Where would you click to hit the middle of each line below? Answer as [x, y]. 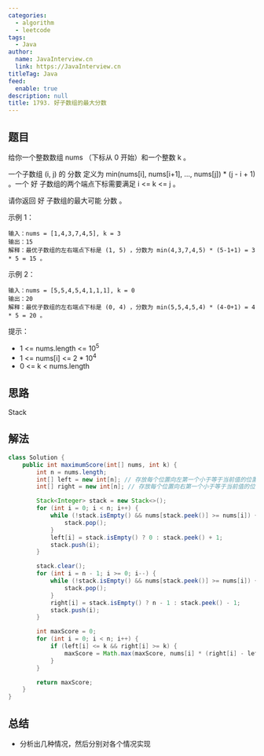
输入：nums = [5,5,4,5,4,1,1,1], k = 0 [71, 290]
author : [21, 52]
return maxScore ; [64, 682]
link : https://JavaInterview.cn [68, 67]
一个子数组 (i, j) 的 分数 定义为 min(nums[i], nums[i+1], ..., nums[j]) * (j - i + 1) [132, 174]
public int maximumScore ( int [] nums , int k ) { [100, 464]
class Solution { [37, 457]
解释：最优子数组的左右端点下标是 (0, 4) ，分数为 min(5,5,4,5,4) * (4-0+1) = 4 [132, 307]
